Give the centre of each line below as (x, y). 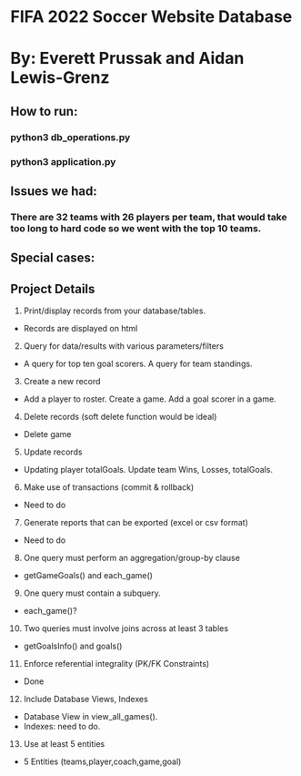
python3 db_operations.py (70, 137)
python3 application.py (63, 161)
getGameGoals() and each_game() (88, 576)
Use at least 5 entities (64, 744)
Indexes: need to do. (62, 727)
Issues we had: (54, 191)
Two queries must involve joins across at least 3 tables (126, 628)
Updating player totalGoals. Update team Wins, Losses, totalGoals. (148, 470)
